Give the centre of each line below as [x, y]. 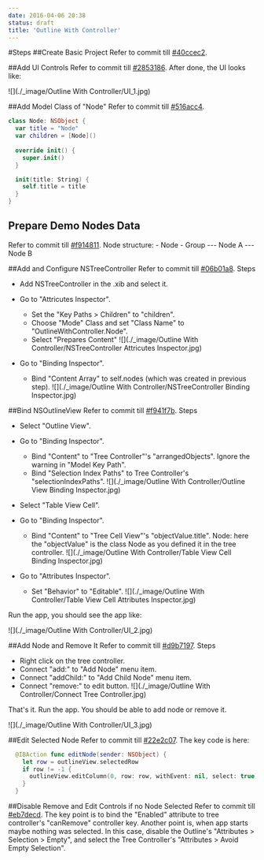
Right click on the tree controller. [72, 661]
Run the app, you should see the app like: [75, 615]
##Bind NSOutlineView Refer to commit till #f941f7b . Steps [103, 410]
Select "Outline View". [55, 426]
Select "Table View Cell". [60, 504]
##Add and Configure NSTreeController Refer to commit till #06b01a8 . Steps [132, 268]
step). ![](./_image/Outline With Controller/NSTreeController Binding [140, 386]
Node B [20, 253]
